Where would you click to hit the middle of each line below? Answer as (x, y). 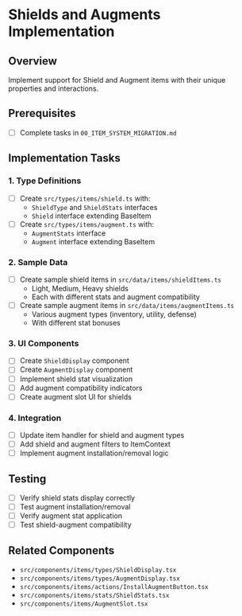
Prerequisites (42, 113)
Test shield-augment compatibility (76, 525)
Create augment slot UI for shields (76, 396)
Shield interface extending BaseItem (91, 216)
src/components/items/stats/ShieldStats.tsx (94, 596)
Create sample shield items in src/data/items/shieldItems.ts (121, 279)
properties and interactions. (54, 88)
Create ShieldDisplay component (74, 361)
